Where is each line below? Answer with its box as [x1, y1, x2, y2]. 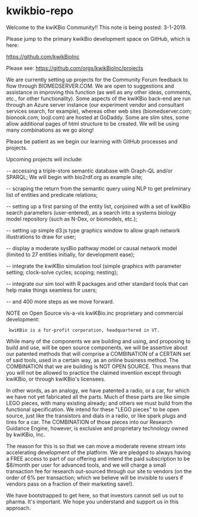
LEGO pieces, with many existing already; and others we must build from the [6, 399, 193, 407]
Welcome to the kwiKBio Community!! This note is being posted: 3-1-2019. [6, 24, 187, 31]
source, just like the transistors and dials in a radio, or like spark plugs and [6, 412, 187, 419]
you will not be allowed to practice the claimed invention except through [6, 369, 181, 376]
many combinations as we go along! [6, 126, 94, 133]
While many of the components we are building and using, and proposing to [6, 337, 191, 344]
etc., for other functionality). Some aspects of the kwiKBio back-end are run [6, 95, 191, 102]
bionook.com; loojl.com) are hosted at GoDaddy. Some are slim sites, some [6, 114, 189, 121]
